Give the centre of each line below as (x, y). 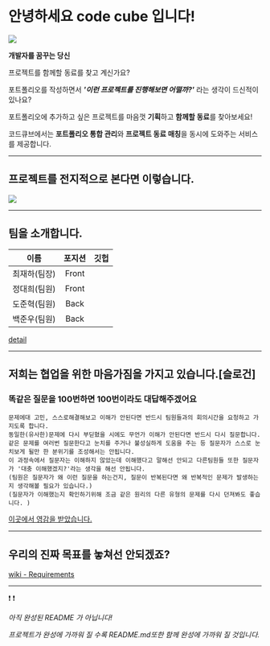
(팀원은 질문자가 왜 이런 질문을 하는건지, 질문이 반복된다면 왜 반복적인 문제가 (121, 478)
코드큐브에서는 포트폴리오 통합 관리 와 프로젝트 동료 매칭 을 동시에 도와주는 (123, 134)
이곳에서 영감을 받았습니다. (50, 519)
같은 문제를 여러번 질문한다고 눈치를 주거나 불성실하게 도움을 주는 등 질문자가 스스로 (130, 443)
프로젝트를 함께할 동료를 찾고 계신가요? (69, 72)
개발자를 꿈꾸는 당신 (39, 55)
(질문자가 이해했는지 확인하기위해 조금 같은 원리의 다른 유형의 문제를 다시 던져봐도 (127, 495)
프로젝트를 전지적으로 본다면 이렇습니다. (101, 179)
